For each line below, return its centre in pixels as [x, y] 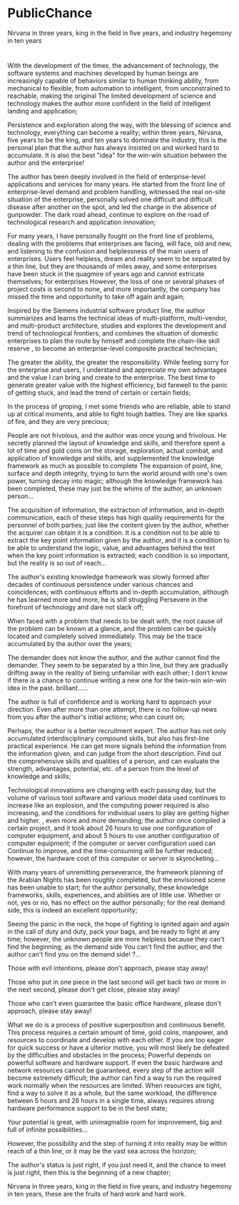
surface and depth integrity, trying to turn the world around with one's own [117, 473]
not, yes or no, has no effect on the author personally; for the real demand [116, 903]
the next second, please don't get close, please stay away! [94, 989]
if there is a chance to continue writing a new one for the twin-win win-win [117, 680]
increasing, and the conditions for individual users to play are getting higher [118, 813]
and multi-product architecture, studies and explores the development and [117, 326]
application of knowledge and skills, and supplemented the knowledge [111, 458]
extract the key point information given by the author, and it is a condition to [119, 540]
